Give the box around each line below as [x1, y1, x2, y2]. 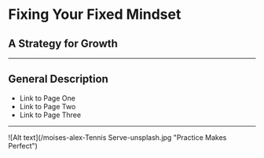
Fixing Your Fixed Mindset [8, 6, 181, 24]
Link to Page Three [19, 110, 81, 119]
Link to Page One [19, 93, 76, 103]
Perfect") [8, 141, 38, 150]
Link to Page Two [19, 101, 76, 111]
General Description [8, 72, 108, 86]
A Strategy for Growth [8, 37, 118, 50]
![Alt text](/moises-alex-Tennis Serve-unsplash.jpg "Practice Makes [8, 132, 227, 142]
